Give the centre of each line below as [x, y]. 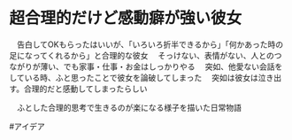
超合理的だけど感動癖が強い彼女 [126, 18]
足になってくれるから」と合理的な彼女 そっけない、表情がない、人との [142, 55]
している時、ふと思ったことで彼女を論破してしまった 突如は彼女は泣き [142, 77]
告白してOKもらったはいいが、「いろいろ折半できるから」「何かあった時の [150, 44]
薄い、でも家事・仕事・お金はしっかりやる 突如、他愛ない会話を [161, 66]
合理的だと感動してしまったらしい [85, 89]
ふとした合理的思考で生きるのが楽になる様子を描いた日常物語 [129, 107]
